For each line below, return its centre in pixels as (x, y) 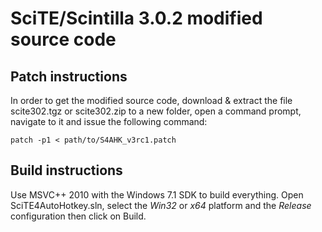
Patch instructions (69, 76)
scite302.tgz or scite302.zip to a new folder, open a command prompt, (156, 111)
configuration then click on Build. (78, 216)
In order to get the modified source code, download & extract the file (151, 100)
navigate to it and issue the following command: (109, 121)
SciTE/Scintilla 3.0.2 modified (136, 18)
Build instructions (66, 170)
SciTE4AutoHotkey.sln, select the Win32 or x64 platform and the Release (161, 205)
